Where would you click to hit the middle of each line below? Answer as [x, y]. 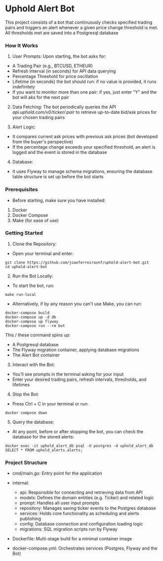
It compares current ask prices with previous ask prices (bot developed [85, 137]
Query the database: [33, 422]
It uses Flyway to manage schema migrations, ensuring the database [82, 171]
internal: [21, 483]
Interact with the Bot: [34, 364]
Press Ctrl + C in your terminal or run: [50, 403]
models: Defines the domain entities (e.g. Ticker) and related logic [87, 498]
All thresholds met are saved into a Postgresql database [62, 33]
